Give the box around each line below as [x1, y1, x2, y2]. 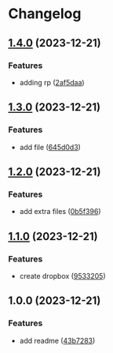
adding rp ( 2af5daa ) [19, 77, 85, 87]
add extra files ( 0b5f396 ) [19, 207, 101, 216]
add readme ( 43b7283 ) [19, 336, 96, 345]
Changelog [8, 5, 82, 23]
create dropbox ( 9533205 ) [19, 271, 106, 280]
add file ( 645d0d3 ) [19, 142, 81, 152]
